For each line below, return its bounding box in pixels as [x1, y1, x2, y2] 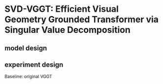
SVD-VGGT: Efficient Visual [4, 3, 119, 15]
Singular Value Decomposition [4, 25, 131, 35]
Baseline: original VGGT [4, 74, 52, 80]
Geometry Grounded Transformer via [4, 14, 159, 25]
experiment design [4, 60, 64, 69]
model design [4, 44, 47, 52]
